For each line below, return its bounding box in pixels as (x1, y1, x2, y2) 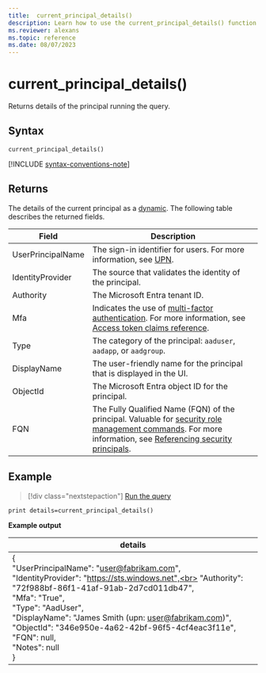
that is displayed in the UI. (92, 368, 188, 379)
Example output (8, 520, 62, 530)
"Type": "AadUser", (12, 602, 85, 613)
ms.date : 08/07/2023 (8, 41, 77, 49)
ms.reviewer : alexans (8, 26, 80, 34)
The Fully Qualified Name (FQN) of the (92, 403, 235, 415)
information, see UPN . (92, 254, 174, 265)
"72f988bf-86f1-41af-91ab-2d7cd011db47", (12, 582, 195, 593)
